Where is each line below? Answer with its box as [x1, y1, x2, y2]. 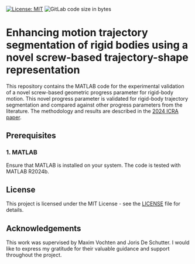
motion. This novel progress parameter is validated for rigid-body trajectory [6, 95, 189, 102]
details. [6, 207, 24, 214]
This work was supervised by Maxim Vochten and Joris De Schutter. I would [6, 239, 190, 246]
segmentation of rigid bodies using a [6, 39, 189, 52]
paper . [6, 114, 22, 121]
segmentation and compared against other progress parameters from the [6, 101, 183, 108]
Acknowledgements [6, 223, 81, 234]
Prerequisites [6, 131, 56, 140]
